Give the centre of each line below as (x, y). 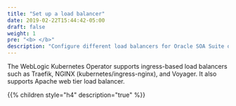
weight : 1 (22, 33)
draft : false (26, 27)
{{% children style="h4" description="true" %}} (77, 95)
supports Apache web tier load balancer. (66, 81)
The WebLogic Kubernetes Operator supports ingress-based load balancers (117, 66)
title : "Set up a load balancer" (56, 14)
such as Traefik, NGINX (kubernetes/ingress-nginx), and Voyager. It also (112, 74)
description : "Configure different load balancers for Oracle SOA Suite (116, 46)
